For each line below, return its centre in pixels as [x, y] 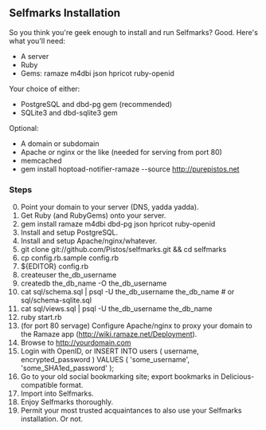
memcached [41, 160]
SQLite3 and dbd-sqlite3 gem [69, 112]
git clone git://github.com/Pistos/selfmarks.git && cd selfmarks [123, 250]
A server [35, 56]
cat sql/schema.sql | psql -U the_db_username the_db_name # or [127, 292]
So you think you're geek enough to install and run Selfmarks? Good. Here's [133, 32]
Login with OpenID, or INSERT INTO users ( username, [110, 351]
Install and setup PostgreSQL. [69, 233]
